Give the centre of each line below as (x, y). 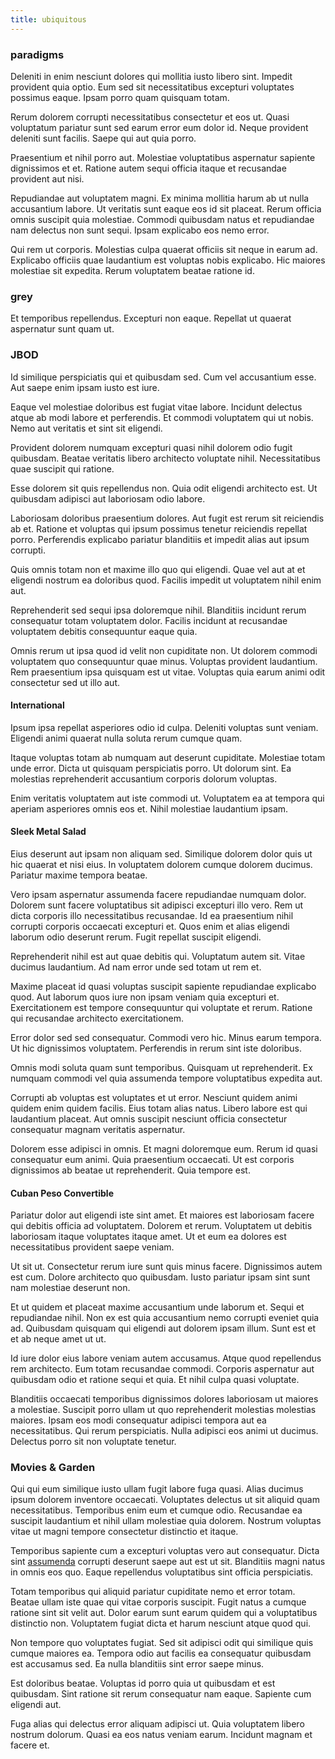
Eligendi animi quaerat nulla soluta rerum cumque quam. (126, 738)
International (37, 705)
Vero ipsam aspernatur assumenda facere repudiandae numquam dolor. (158, 894)
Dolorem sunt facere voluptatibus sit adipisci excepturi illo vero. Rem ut (157, 905)
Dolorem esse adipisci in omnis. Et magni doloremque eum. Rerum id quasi (164, 1148)
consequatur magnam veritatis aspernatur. (98, 1129)
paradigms (37, 54)
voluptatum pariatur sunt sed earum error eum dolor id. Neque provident (159, 127)
